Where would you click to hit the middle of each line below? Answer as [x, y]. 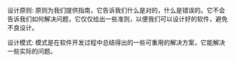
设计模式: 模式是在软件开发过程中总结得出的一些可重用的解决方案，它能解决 [116, 42]
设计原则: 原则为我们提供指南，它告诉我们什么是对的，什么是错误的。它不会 [116, 10]
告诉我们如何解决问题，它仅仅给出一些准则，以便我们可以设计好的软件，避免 [117, 19]
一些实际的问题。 [32, 51]
